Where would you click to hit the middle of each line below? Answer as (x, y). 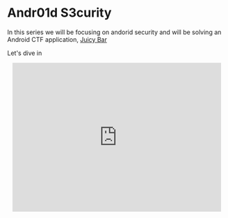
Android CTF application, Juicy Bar (57, 39)
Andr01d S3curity (59, 13)
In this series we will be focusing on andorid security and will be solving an (114, 32)
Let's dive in (25, 53)
